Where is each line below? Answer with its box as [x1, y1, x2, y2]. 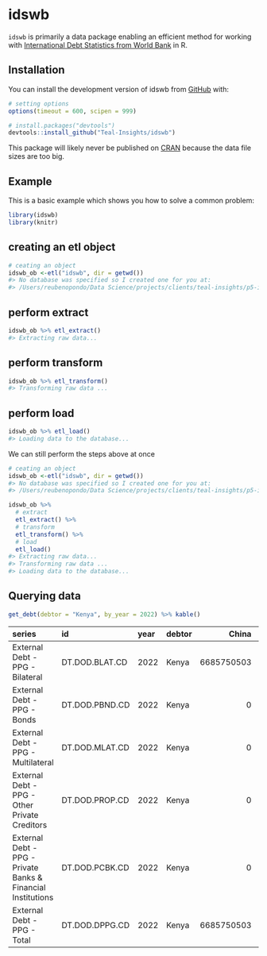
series [12, 628, 37, 639]
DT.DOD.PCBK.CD [61, 862, 130, 873]
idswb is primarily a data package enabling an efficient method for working [8, 32, 252, 41]
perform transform [8, 356, 103, 370]
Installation [8, 64, 65, 77]
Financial [12, 881, 46, 892]
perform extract [8, 306, 89, 319]
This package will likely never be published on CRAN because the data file [8, 143, 252, 152]
